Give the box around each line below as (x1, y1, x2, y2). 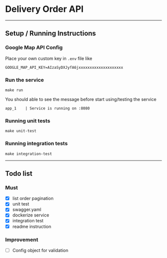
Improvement (5, 236, 38, 243)
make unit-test (5, 129, 37, 134)
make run (5, 88, 23, 93)
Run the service (5, 76, 44, 83)
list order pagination (12, 196, 54, 202)
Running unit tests (5, 117, 51, 124)
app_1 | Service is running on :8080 (5, 105, 90, 111)
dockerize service (12, 212, 50, 218)
